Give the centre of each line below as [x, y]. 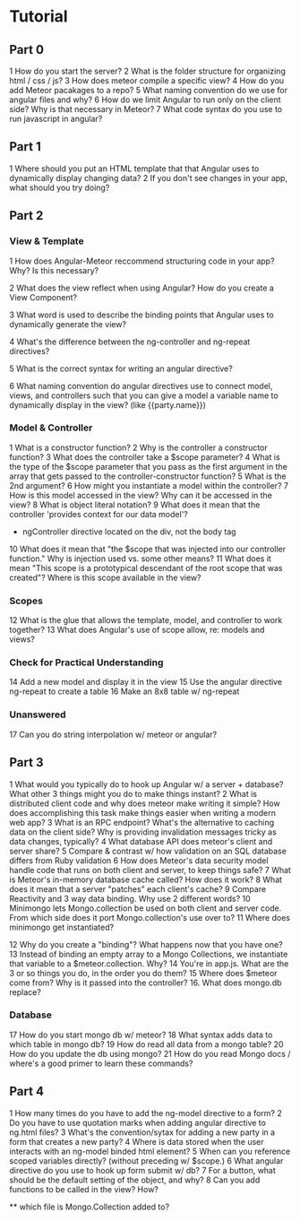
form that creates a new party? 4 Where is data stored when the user [137, 1141]
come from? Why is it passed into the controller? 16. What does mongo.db [146, 983]
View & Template [47, 241]
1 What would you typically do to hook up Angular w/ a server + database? [146, 784]
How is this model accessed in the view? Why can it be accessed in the [141, 495]
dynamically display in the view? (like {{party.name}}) [107, 404]
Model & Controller [51, 428]
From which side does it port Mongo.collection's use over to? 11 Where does [150, 917]
